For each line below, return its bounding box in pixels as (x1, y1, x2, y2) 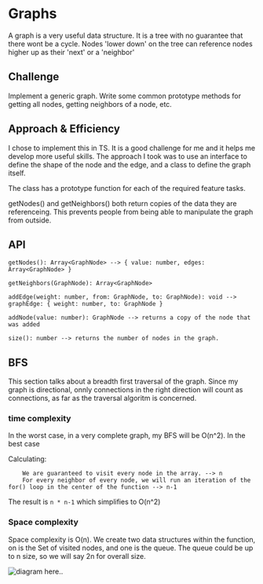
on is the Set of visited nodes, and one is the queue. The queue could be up (8, 543, 254, 553)
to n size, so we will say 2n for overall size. (8, 551, 147, 560)
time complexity (8, 413, 71, 424)
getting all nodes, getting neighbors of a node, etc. (8, 99, 173, 108)
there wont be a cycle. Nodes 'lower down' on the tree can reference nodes (8, 39, 253, 48)
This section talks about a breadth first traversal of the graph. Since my (8, 376, 239, 386)
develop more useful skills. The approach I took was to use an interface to (8, 151, 247, 161)
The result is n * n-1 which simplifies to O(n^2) (8, 497, 161, 507)
